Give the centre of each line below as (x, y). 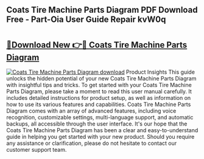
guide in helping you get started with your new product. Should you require (100, 137)
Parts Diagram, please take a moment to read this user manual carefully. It (99, 91)
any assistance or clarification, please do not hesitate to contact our (92, 143)
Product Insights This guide (160, 72)
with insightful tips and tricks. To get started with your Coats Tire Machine (99, 85)
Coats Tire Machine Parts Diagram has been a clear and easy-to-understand (102, 130)
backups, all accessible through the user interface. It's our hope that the (97, 124)
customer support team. (37, 150)
